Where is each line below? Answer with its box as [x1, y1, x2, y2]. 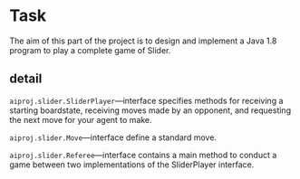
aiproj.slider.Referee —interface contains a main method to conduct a [9, 149, 277, 160]
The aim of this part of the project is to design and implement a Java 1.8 [9, 35, 277, 46]
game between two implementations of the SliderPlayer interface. [9, 159, 255, 170]
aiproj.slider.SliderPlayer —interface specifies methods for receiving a [9, 95, 284, 106]
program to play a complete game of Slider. [9, 44, 171, 55]
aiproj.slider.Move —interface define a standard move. [9, 132, 218, 143]
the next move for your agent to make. [9, 114, 152, 125]
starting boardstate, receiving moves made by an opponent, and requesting [9, 105, 292, 116]
